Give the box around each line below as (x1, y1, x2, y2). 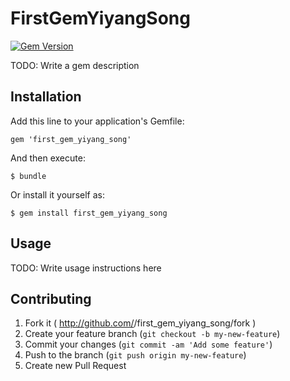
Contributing (10, 290, 92, 307)
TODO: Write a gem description (10, 59, 140, 71)
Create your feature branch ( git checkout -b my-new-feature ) (24, 328, 281, 340)
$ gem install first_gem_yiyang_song (10, 208, 168, 218)
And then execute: (10, 152, 86, 164)
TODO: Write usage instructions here (10, 262, 162, 274)
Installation (10, 88, 82, 106)
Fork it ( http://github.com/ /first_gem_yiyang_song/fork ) (24, 317, 257, 329)
